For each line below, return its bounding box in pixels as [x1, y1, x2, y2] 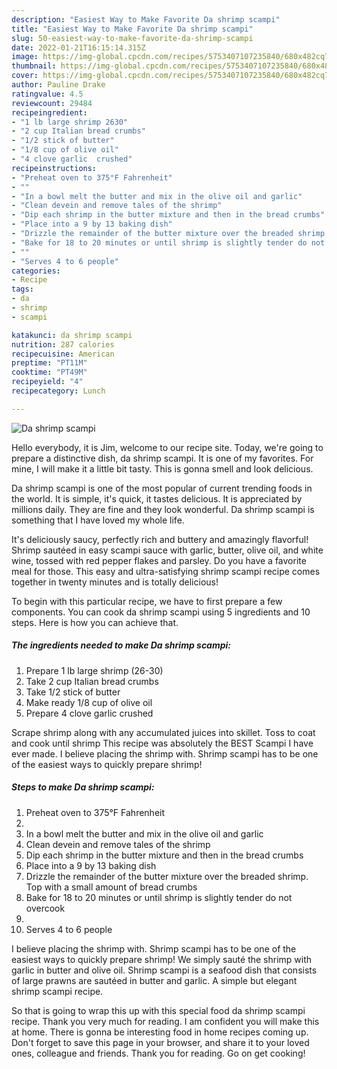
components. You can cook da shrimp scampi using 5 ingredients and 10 [11, 606, 311, 618]
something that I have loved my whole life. [11, 514, 185, 526]
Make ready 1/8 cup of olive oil [25, 696, 153, 708]
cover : [11, 71, 39, 81]
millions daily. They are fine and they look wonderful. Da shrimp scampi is [11, 503, 315, 515]
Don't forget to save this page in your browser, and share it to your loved [11, 1036, 310, 1048]
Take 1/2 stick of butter [25, 686, 121, 698]
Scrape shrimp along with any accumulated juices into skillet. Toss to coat [11, 726, 316, 738]
